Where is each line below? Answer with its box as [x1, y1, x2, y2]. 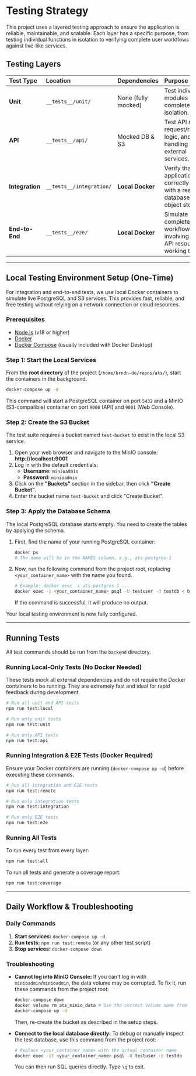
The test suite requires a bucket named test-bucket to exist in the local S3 [6, 432, 185, 439]
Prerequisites [6, 315, 45, 323]
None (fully [117, 94, 148, 102]
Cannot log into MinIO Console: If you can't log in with [14, 973, 147, 981]
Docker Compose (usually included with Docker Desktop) [14, 341, 153, 348]
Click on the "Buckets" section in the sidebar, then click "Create [14, 480, 171, 487]
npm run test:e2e [6, 820, 48, 826]
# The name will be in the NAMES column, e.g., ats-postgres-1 [14, 555, 172, 561]
